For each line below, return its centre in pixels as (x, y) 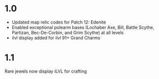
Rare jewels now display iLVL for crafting (46, 71)
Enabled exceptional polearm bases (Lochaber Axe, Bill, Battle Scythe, (83, 27)
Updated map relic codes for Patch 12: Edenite (59, 22)
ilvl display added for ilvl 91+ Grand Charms (56, 38)
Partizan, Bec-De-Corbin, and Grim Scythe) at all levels (68, 32)
